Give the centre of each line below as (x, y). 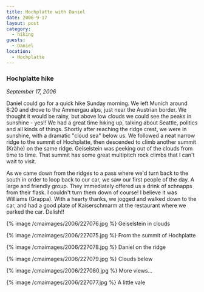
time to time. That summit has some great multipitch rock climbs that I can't (100, 155)
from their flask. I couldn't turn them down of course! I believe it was (92, 192)
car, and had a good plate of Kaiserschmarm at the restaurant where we (96, 205)
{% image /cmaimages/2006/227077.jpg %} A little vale (76, 282)
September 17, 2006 (31, 91)
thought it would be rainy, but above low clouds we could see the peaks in (99, 116)
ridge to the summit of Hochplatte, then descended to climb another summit (101, 142)
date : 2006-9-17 (27, 18)
